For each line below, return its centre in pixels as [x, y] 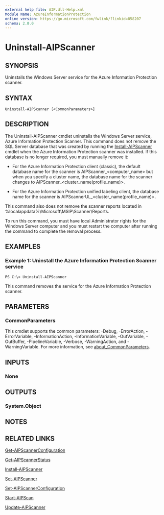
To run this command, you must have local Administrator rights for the [76, 221]
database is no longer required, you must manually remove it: [67, 157]
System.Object [23, 406]
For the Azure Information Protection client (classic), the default [76, 166]
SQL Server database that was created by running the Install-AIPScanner [79, 146]
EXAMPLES [23, 247]
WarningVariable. [23, 347]
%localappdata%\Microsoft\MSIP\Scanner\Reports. [57, 211]
